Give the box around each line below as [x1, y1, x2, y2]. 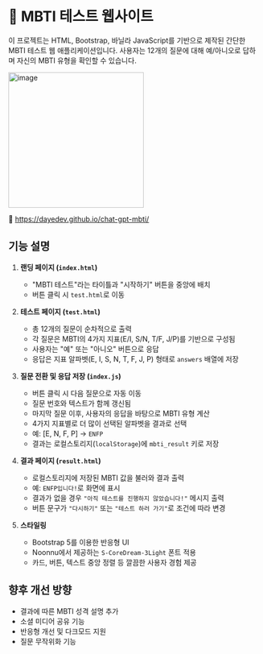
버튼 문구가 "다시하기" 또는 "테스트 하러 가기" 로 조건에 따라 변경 [31, 503, 226, 512]
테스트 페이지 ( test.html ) [19, 307, 101, 317]
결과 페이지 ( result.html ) [19, 456, 102, 466]
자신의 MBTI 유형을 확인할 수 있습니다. [16, 56, 137, 65]
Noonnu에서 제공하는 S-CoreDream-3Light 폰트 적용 [31, 547, 197, 557]
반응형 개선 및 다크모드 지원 [19, 626, 107, 636]
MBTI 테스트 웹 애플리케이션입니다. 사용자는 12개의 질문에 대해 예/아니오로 [8, 45, 241, 55]
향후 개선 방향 [8, 583, 72, 597]
